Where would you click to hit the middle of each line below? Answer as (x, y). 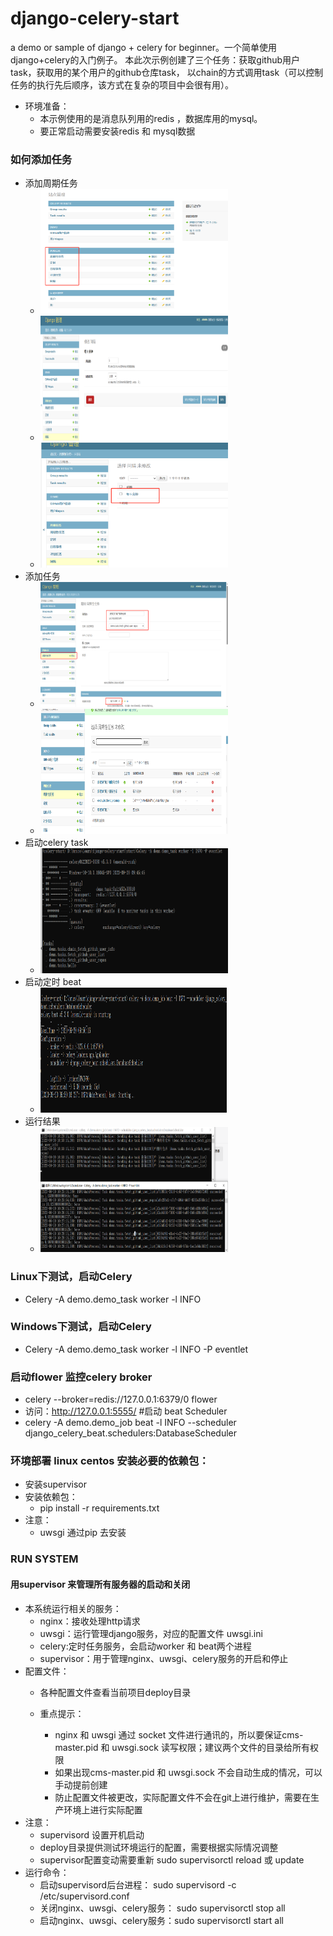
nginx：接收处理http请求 (90, 1621)
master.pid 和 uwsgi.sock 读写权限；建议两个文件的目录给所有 (182, 1747)
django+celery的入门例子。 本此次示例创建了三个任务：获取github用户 (155, 59)
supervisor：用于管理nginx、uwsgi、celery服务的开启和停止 (164, 1658)
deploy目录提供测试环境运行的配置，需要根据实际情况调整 (159, 1847)
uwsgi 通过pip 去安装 (83, 1533)
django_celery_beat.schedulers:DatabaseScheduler (131, 1433)
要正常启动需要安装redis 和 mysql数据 (117, 131)
